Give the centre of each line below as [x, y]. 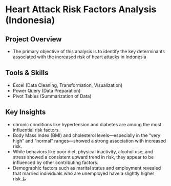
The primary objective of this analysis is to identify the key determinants [89, 51]
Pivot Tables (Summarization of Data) [52, 96]
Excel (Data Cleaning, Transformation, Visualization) [68, 85]
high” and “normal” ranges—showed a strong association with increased [89, 141]
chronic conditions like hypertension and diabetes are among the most [87, 124]
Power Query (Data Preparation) [47, 90]
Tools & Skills [27, 73]
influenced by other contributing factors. [56, 162]
